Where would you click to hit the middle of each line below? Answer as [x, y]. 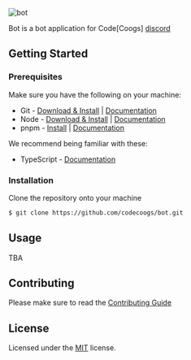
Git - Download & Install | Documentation [88, 111]
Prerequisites [35, 77]
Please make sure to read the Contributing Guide [90, 303]
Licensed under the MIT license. [62, 348]
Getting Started [48, 54]
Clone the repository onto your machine [75, 197]
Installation [31, 180]
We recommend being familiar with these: [78, 143]
